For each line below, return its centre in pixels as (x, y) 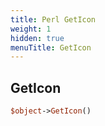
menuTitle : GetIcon (51, 47)
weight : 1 (31, 29)
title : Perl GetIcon (53, 19)
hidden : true (37, 38)
